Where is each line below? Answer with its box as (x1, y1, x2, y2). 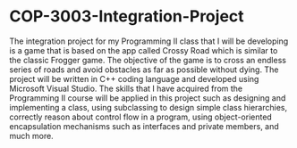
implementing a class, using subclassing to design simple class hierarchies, (9, 102, 288, 112)
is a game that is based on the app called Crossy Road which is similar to (9, 45, 278, 55)
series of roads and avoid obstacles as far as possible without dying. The (9, 64, 279, 75)
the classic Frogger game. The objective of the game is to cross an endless (9, 54, 286, 65)
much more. (9, 130, 54, 141)
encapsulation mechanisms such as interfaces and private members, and (9, 120, 279, 131)
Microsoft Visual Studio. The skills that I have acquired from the (9, 83, 243, 94)
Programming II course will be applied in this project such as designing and (9, 92, 286, 103)
